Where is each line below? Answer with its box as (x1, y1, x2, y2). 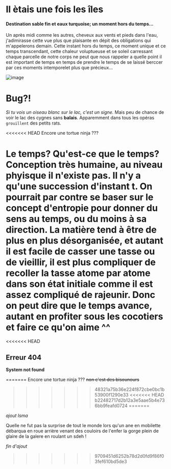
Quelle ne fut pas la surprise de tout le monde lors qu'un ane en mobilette (6, 423, 161, 429)
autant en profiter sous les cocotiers (6, 310, 163, 322)
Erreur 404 (6, 353, 42, 362)
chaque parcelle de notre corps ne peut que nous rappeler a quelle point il (6, 54, 162, 60)
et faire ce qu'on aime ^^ (6, 322, 111, 333)
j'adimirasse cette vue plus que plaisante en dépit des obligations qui (6, 37, 151, 44)
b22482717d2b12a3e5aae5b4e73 (94, 397, 165, 404)
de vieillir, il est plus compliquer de (6, 256, 156, 268)
